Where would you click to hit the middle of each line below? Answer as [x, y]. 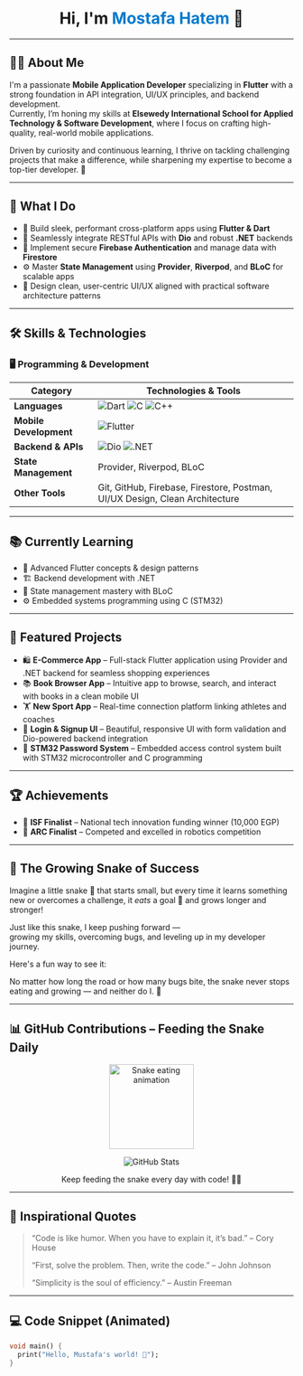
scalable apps [48, 276]
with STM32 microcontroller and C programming [112, 758]
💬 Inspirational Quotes [73, 1216]
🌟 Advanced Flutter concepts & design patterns [110, 568]
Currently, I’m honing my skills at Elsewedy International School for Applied [151, 113]
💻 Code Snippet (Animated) [90, 1320]
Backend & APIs [49, 447]
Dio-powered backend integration [85, 738]
